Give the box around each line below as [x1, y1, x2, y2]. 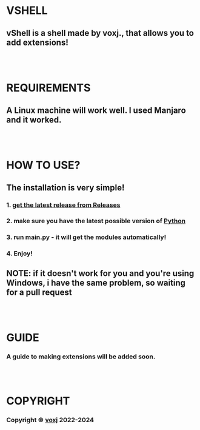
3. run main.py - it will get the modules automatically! [6, 233, 167, 241]
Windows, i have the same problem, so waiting [6, 277, 186, 288]
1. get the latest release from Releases [6, 201, 121, 209]
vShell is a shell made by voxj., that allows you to [6, 28, 194, 38]
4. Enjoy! [6, 249, 33, 258]
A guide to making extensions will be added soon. [6, 352, 156, 361]
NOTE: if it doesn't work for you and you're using [6, 268, 195, 278]
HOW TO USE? [6, 158, 81, 172]
